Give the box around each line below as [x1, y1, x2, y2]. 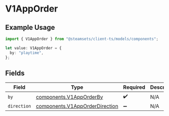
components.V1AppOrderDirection [36, 103, 119, 110]
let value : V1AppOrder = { [5, 45, 62, 50]
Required [123, 84, 146, 91]
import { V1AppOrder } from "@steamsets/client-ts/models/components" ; [5, 36, 158, 41]
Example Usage [5, 23, 55, 32]
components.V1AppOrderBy [36, 93, 103, 100]
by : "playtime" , [10, 50, 44, 55]
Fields [5, 69, 25, 77]
